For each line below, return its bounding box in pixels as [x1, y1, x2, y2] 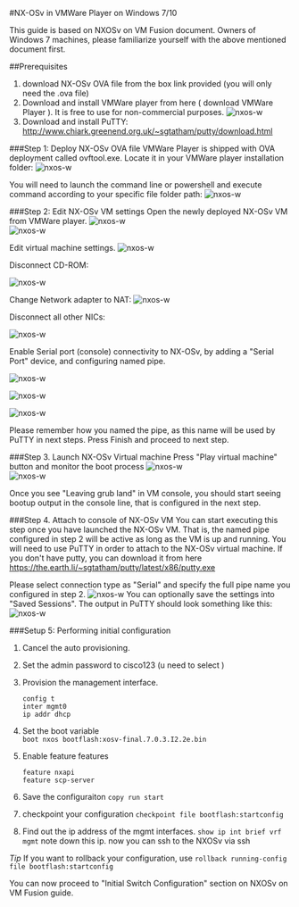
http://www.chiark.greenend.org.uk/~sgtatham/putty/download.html [21, 126, 273, 137]
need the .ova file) [21, 88, 89, 98]
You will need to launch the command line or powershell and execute [9, 179, 262, 190]
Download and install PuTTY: [21, 116, 129, 127]
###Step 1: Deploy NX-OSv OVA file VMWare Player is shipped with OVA [9, 143, 275, 154]
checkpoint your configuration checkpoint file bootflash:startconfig [21, 809, 284, 820]
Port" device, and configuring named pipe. [9, 356, 166, 366]
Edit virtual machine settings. [9, 243, 116, 253]
